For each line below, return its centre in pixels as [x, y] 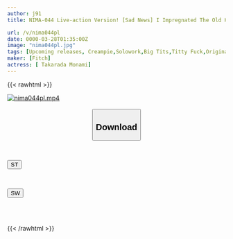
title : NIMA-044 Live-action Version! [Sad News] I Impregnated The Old [114, 20]
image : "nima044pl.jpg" [42, 46]
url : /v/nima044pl [34, 33]
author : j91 [24, 14]
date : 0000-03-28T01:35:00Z [48, 39]
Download [116, 127]
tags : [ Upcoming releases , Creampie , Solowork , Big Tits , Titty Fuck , [107, 52]
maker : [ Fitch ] [29, 59]
